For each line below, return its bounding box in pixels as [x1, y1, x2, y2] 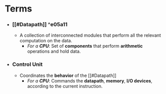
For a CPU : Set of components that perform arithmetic [27, 43, 143, 49]
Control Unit [12, 61, 43, 68]
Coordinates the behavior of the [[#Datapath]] [19, 72, 117, 78]
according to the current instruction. [27, 83, 103, 89]
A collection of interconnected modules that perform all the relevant [19, 32, 161, 38]
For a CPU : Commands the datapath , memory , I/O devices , [27, 77, 153, 83]
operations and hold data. [27, 48, 81, 54]
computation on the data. [19, 38, 72, 44]
